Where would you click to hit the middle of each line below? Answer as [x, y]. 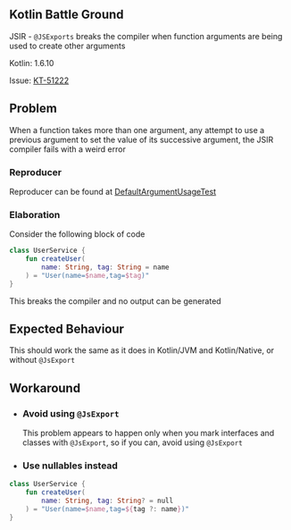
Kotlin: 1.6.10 [32, 63]
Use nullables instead [70, 466]
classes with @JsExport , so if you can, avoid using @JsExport [132, 442]
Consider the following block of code [77, 234]
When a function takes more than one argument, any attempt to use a [137, 130]
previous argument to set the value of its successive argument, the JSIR [141, 139]
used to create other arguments [67, 46]
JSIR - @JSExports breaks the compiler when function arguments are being [146, 36]
